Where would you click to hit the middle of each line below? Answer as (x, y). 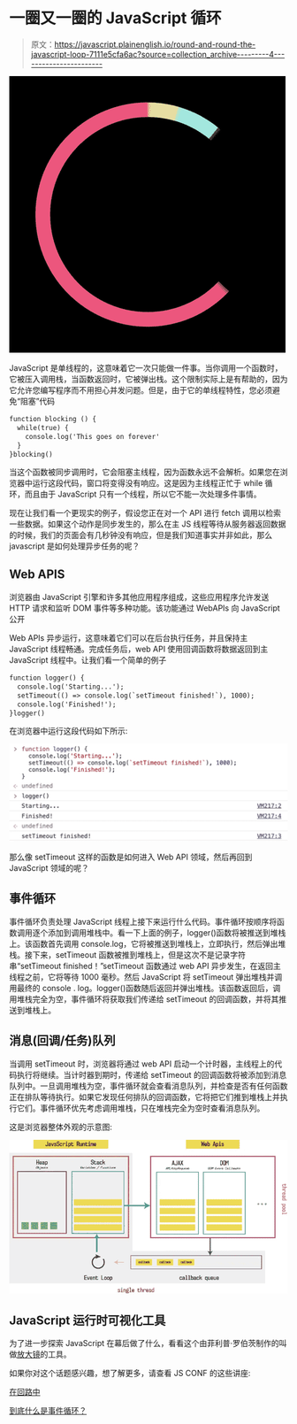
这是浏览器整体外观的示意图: (61, 1127)
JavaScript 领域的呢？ (49, 867)
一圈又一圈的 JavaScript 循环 (116, 18)
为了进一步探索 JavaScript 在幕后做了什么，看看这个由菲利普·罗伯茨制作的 (145, 1343)
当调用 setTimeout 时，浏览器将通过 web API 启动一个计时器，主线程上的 (142, 1064)
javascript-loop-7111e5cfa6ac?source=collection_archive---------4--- (158, 54)
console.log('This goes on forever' (93, 436)
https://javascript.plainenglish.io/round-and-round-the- (155, 44)
